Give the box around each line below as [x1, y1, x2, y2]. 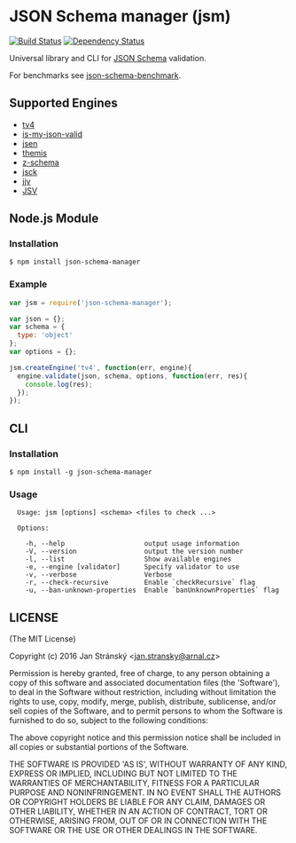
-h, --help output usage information [25, 540, 240, 548]
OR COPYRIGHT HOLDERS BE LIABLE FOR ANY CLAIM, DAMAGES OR [9, 797, 266, 808]
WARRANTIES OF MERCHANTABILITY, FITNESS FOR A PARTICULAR [9, 778, 260, 789]
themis [21, 147, 47, 158]
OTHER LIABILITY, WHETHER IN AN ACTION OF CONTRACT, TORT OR [9, 806, 268, 817]
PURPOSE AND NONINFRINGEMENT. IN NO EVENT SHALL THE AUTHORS [9, 787, 282, 798]
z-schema [21, 157, 59, 168]
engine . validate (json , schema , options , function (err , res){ [17, 371, 248, 381]
